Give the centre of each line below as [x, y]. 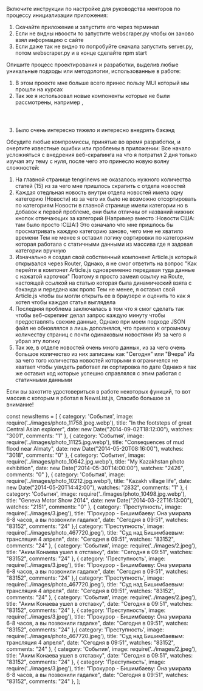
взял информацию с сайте [49, 40]
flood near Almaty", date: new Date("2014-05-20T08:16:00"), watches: [95, 449]
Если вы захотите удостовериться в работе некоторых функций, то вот [98, 391]
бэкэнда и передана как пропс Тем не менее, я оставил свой [95, 289]
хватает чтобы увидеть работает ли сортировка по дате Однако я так [105, 367]
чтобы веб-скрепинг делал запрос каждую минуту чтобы [90, 315]
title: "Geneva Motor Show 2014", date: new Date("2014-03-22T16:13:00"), [100, 500]
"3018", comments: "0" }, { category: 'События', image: [76, 455]
